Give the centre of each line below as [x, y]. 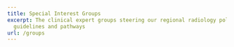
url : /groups [26, 33]
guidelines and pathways [49, 26]
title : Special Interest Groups [54, 13]
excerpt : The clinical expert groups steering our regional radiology [112, 20]
